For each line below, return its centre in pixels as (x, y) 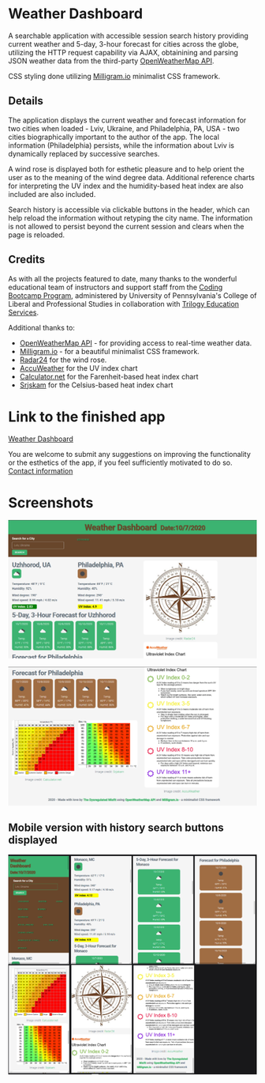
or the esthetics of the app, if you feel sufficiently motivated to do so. (120, 462)
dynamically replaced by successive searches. (84, 153)
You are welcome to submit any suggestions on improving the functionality (129, 454)
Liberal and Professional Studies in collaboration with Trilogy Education (123, 304)
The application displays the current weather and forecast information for (127, 120)
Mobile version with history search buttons (116, 827)
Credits (27, 260)
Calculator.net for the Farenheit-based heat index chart (109, 376)
